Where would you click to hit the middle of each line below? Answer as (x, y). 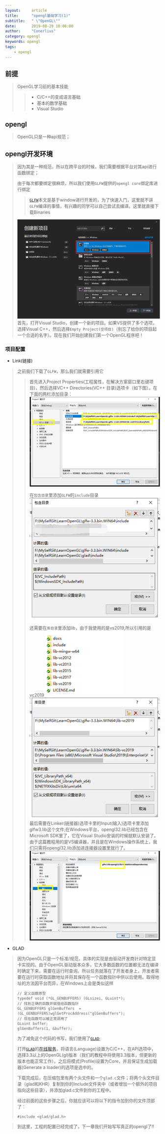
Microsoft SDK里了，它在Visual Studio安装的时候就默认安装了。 (94, 836)
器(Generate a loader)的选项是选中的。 (56, 1067)
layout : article (26, 10)
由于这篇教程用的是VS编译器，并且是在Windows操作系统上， (91, 842)
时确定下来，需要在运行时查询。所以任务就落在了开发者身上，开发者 (86, 971)
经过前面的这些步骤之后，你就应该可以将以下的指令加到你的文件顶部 (86, 1101)
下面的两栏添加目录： (51, 394)
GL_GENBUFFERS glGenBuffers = (49, 1009)
